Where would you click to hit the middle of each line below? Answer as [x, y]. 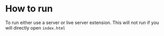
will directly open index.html [35, 27]
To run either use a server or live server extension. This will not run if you [82, 22]
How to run [29, 9]
